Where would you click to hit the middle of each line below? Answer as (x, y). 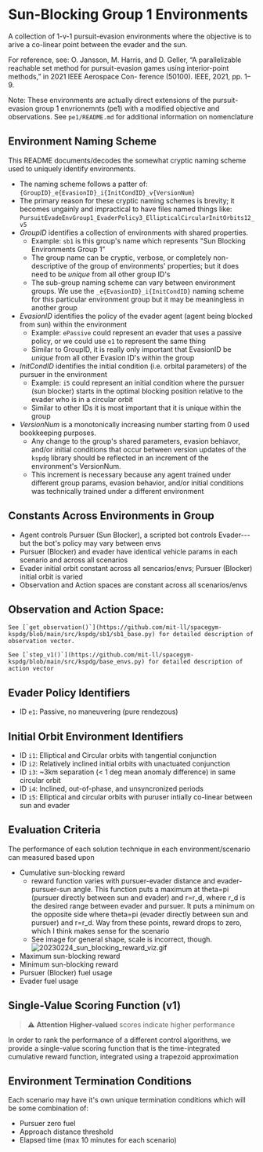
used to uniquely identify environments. (72, 168)
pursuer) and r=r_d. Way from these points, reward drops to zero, (137, 922)
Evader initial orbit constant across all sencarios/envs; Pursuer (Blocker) (136, 568)
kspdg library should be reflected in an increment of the (120, 458)
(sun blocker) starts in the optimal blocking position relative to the (137, 391)
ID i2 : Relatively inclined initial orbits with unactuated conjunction (125, 764)
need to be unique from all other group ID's (101, 274)
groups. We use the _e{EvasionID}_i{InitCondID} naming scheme (137, 291)
